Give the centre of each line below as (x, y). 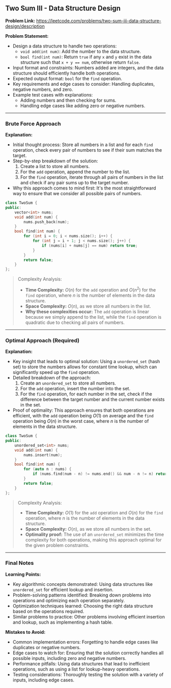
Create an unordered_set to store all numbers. (68, 383)
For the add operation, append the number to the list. (75, 172)
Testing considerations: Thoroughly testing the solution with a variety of (88, 674)
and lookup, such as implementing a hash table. (63, 622)
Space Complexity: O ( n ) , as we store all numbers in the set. (88, 529)
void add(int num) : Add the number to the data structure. (80, 51)
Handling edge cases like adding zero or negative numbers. (83, 105)
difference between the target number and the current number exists (92, 399)
